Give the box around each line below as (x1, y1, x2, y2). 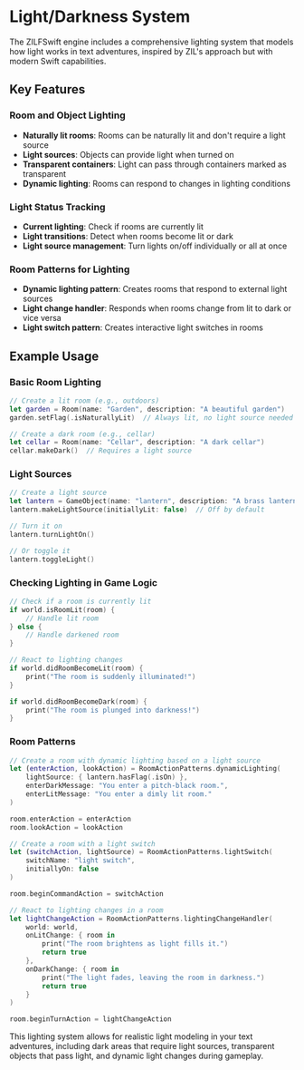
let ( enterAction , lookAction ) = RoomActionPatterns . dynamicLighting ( (9, 764, 281, 773)
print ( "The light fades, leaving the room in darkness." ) (42, 973, 265, 982)
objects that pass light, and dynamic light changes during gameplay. (9, 1050, 264, 1062)
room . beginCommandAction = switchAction (9, 889, 165, 899)
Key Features (9, 82, 86, 97)
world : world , (25, 922, 79, 931)
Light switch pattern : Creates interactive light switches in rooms (22, 322, 264, 333)
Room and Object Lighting (9, 109, 127, 122)
